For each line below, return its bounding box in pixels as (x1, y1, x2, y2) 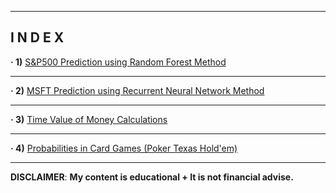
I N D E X (10, 29, 65, 46)
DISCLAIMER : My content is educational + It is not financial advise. (10, 171, 294, 183)
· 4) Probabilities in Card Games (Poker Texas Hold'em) (10, 142, 238, 154)
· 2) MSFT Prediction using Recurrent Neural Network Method (10, 84, 265, 96)
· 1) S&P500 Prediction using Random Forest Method (10, 56, 227, 68)
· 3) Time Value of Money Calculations (10, 113, 168, 125)
